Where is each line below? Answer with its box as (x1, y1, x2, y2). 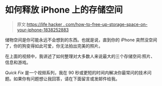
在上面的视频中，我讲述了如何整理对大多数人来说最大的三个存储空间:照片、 (5, 53, 155, 59)
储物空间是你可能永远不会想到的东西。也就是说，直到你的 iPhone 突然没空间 (5, 37, 158, 43)
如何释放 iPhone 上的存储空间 (5, 4, 123, 16)
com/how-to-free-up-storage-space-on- (65, 21, 148, 27)
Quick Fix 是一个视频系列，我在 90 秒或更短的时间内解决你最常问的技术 (5, 69, 147, 75)
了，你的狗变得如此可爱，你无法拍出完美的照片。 (5, 43, 103, 49)
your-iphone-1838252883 (16, 27, 69, 33)
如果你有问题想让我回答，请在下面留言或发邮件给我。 (13, 76, 120, 82)
